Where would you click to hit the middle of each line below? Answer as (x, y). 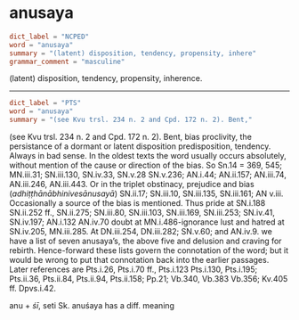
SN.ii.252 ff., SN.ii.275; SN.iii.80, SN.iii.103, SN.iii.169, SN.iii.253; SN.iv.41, (142, 213)
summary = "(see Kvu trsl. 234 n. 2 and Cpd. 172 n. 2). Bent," (131, 120)
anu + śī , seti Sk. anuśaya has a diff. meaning (92, 306)
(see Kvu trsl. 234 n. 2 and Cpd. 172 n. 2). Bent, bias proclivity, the (130, 137)
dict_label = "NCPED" (49, 37)
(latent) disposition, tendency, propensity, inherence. (106, 78)
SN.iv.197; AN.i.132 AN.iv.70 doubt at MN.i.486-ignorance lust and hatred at (147, 222)
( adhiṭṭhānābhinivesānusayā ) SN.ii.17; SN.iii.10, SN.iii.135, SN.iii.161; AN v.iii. (146, 193)
